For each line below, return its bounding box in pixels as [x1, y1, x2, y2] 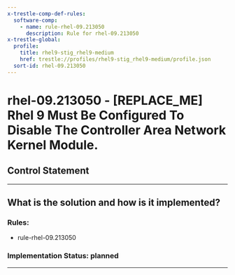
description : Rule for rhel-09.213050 [25, 29, 139, 37]
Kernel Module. [7, 137, 99, 153]
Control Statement [7, 165, 90, 177]
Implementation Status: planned [7, 251, 119, 261]
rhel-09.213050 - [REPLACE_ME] [7, 92, 203, 108]
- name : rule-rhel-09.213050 [20, 23, 105, 30]
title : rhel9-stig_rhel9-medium [20, 50, 114, 57]
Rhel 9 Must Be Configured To [7, 107, 185, 123]
